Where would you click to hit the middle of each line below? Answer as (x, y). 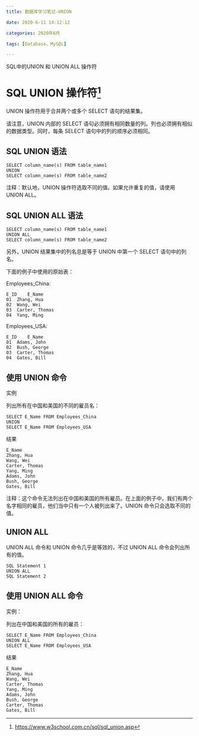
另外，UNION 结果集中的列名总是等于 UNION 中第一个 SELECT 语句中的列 (96, 252)
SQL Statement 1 (26, 566)
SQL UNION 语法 (36, 151)
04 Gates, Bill (26, 358)
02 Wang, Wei (24, 305)
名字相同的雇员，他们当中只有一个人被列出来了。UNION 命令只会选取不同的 (98, 506)
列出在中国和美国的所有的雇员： (45, 624)
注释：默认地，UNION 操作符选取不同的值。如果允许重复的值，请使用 (91, 188)
